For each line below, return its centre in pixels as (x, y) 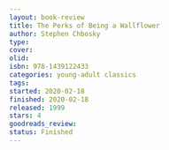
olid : (19, 58)
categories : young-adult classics (73, 75)
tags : (19, 83)
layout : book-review (47, 17)
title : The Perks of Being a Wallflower (85, 26)
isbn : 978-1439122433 (49, 67)
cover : (21, 50)
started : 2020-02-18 (47, 91)
